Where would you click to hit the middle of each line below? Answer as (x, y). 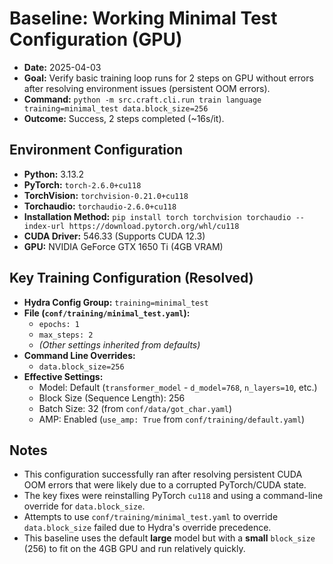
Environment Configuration (96, 150)
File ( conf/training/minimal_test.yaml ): (107, 313)
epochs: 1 (59, 324)
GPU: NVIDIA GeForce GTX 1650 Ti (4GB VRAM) (123, 246)
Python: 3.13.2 (54, 174)
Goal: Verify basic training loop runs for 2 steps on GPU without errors (168, 78)
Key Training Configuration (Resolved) (131, 278)
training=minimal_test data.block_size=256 (116, 108)
